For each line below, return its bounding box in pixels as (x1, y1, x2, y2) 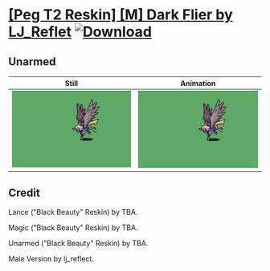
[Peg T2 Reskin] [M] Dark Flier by (8, 6, 233, 24)
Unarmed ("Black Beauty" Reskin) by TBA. (8, 239, 149, 248)
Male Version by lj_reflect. (8, 254, 95, 264)
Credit (8, 186, 40, 199)
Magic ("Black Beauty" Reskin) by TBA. (8, 223, 138, 232)
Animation (180, 78, 216, 88)
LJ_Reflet (8, 23, 72, 41)
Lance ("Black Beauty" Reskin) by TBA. (8, 207, 138, 217)
